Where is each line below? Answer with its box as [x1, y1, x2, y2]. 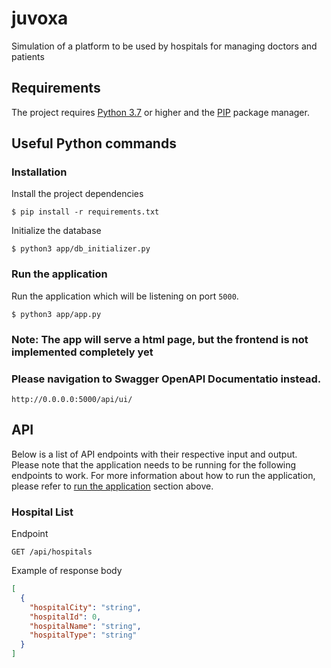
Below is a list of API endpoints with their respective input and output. [11, 448, 298, 460]
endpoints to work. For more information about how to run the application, [11, 469, 316, 481]
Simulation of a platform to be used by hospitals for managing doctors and [11, 40, 318, 52]
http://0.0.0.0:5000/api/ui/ [11, 394, 133, 404]
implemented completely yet [11, 345, 154, 359]
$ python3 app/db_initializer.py [11, 244, 151, 254]
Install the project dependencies [11, 188, 144, 200]
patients [11, 50, 45, 62]
